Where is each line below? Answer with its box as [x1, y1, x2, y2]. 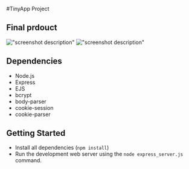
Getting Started [6, 128, 66, 138]
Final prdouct [6, 22, 57, 33]
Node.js [14, 72, 35, 79]
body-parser [14, 98, 46, 105]
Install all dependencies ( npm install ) [14, 144, 109, 151]
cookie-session [14, 104, 54, 111]
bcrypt [14, 91, 32, 98]
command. [14, 157, 42, 164]
